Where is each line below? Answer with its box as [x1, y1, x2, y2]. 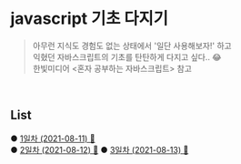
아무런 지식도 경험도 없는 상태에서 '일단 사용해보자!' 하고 [32, 40, 232, 51]
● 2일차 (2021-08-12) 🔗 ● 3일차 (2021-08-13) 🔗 [10, 144, 189, 155]
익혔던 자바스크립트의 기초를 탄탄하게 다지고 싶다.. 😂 [32, 51, 222, 62]
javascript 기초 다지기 [10, 8, 169, 29]
